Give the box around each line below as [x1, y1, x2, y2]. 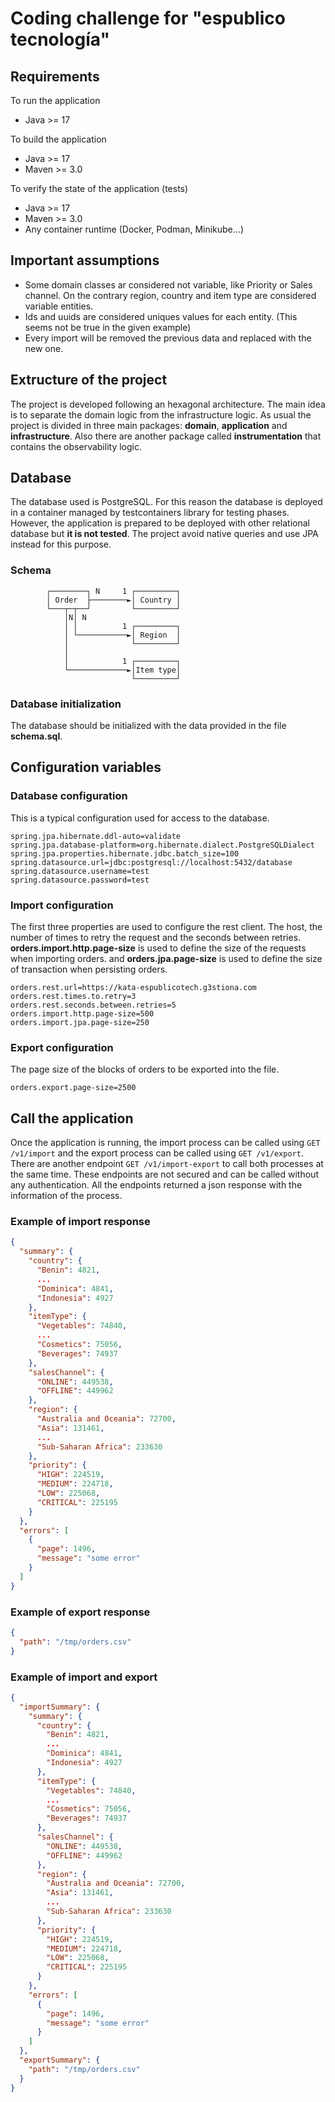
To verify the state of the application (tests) [10, 183, 189, 194]
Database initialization [10, 697, 122, 711]
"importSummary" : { [19, 1702, 101, 1712]
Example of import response [10, 1215, 151, 1229]
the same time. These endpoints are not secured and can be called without [10, 1168, 319, 1181]
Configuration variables [10, 759, 162, 776]
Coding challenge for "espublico [10, 7, 286, 30]
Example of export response [10, 1605, 151, 1619]
